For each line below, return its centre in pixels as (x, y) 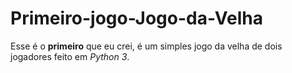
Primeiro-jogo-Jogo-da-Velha (136, 18)
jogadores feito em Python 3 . (70, 56)
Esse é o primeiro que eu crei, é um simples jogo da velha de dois (146, 46)
